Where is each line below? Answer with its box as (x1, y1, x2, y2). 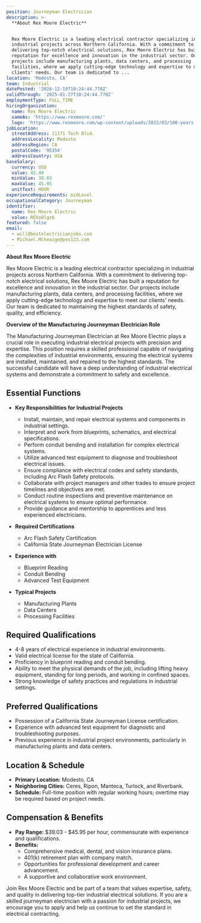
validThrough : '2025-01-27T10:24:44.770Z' (6, 92, 114, 98)
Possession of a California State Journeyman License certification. (14, 717, 179, 725)
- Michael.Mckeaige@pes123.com (11, 237, 90, 243)
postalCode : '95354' (11, 147, 63, 153)
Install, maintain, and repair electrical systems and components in (23, 415, 185, 423)
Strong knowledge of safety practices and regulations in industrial (14, 678, 178, 685)
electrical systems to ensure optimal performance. (23, 498, 148, 505)
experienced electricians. (23, 511, 87, 518)
